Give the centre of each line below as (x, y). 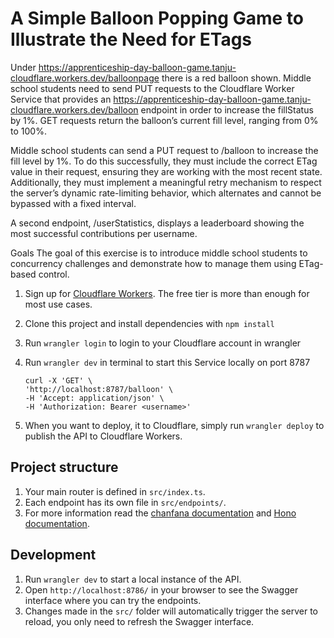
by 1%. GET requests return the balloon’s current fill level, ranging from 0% (164, 120)
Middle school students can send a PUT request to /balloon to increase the (164, 150)
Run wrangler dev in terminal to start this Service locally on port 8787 (167, 362)
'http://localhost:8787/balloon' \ (99, 389)
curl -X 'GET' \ (58, 380)
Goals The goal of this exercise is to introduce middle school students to (159, 253)
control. (54, 274)
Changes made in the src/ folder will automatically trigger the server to (171, 611)
